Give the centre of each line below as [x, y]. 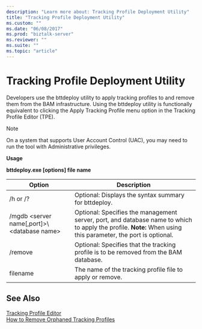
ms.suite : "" [23, 46]
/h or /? [20, 198]
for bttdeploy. [93, 202]
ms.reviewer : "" [26, 40]
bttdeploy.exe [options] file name [49, 170]
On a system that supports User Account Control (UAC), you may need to [97, 140]
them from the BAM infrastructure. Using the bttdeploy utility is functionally [99, 104]
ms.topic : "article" [32, 51]
